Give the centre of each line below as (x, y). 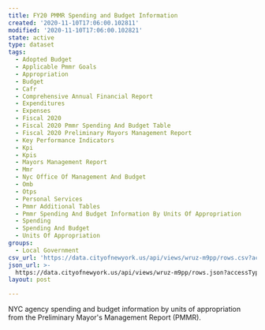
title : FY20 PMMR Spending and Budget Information (93, 15)
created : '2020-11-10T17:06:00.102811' (74, 23)
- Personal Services (49, 199)
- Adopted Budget (44, 60)
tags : (17, 52)
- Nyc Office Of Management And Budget (81, 177)
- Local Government (47, 250)
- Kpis (26, 155)
